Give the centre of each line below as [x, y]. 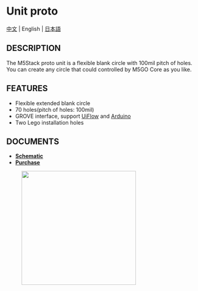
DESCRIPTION [34, 48]
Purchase [28, 163]
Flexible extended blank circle [52, 103]
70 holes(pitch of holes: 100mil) [55, 109]
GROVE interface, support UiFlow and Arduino [73, 116]
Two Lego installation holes [49, 122]
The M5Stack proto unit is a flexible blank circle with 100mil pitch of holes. [100, 63]
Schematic [29, 156]
